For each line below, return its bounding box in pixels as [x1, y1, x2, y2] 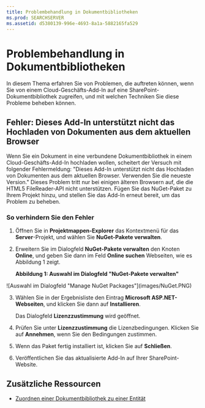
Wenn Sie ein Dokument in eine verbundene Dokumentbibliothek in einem [6, 152, 192, 160]
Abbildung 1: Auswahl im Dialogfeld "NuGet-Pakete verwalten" [15, 270, 179, 278]
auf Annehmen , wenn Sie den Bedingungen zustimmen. [15, 331, 157, 338]
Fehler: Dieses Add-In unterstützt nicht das [6, 117, 175, 127]
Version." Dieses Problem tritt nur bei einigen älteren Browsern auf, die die [6, 179, 194, 186]
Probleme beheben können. [6, 99, 76, 107]
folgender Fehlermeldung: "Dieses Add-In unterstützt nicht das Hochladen [6, 166, 194, 173]
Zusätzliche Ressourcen [6, 379, 101, 389]
